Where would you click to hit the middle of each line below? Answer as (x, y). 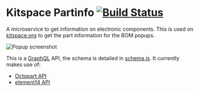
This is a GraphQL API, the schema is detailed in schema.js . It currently (93, 58)
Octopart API (31, 76)
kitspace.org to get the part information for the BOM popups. (80, 35)
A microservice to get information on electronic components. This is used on (100, 29)
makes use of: (23, 64)
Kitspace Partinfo (50, 13)
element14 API (32, 82)
